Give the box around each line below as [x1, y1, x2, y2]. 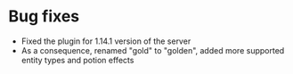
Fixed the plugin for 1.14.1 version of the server [20, 36, 191, 46]
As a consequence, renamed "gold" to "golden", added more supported [20, 45, 285, 55]
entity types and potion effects [20, 54, 134, 65]
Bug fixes [8, 6, 80, 27]
